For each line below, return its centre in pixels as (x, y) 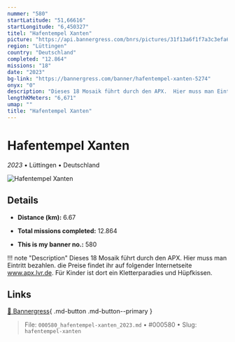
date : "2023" (26, 72)
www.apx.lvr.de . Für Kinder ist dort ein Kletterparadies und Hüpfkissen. (110, 272)
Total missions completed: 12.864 (67, 230)
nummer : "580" (28, 14)
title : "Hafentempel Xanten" (50, 111)
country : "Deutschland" (42, 53)
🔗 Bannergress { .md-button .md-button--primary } (80, 311)
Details (23, 201)
